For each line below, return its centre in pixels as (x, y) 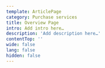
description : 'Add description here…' (53, 34)
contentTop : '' (25, 39)
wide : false (21, 45)
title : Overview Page (33, 22)
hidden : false (23, 56)
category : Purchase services (42, 17)
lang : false (21, 50)
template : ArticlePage (34, 12)
